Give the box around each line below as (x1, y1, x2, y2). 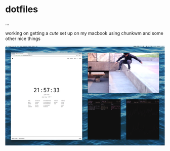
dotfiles (5, 4, 38, 15)
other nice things (5, 35, 40, 42)
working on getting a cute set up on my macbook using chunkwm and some (5, 30, 163, 36)
